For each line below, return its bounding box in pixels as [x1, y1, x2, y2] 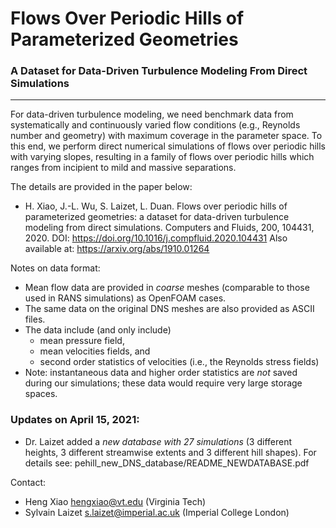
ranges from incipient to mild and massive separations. [10, 162, 237, 174]
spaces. [24, 388, 58, 400]
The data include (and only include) [24, 324, 172, 336]
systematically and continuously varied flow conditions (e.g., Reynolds [10, 119, 301, 131]
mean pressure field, [39, 335, 125, 347]
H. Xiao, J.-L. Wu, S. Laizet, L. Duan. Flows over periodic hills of [24, 200, 288, 212]
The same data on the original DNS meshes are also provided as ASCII [24, 303, 315, 315]
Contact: [10, 476, 47, 488]
